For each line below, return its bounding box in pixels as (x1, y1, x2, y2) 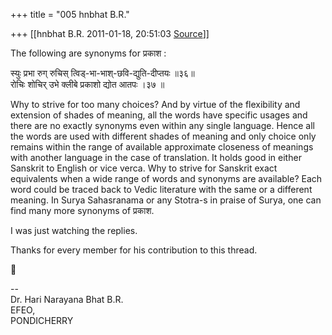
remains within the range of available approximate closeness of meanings (10, 141, 314, 153)
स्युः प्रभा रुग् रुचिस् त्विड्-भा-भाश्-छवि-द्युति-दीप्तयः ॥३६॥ (10, 67, 195, 79)
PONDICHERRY (10, 315, 74, 326)
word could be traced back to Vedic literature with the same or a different (10, 184, 313, 195)
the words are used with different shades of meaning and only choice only (10, 130, 317, 142)
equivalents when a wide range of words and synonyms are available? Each (10, 173, 323, 184)
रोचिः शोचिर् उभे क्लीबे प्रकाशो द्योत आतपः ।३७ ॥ (10, 79, 165, 90)
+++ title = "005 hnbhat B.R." (10, 9, 130, 20)
